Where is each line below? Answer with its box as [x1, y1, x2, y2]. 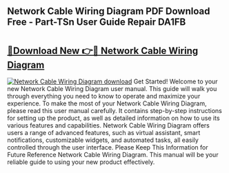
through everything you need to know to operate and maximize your [7, 92, 201, 100]
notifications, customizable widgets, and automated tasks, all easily [7, 136, 199, 144]
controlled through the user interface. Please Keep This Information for [7, 143, 208, 151]
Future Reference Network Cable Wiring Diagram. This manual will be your [7, 151, 219, 159]
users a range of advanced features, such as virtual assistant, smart [7, 129, 201, 136]
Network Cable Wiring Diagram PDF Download [7, 6, 210, 17]
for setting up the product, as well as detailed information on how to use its [7, 114, 220, 122]
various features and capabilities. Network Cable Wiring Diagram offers [7, 121, 210, 130]
